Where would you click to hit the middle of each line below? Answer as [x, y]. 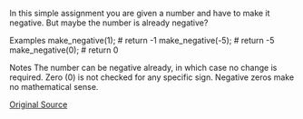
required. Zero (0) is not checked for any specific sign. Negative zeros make [152, 77]
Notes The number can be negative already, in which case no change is [143, 68]
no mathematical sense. [54, 87]
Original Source [39, 104]
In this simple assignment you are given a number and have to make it [140, 13]
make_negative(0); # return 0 [64, 50]
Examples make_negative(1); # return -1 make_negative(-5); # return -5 [142, 40]
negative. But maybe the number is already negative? [109, 23]
